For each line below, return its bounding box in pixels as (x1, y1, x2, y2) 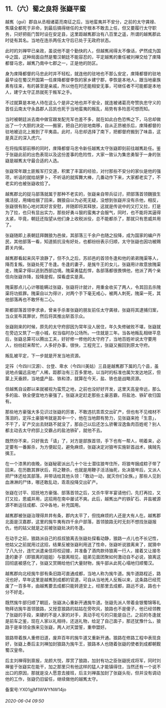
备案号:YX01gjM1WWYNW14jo (5, 686, 67, 692)
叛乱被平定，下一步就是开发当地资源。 (5, 353, 83, 358)
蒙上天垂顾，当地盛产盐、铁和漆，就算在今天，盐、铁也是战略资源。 (5, 375, 144, 381)
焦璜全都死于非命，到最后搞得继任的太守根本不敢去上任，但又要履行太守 (5, 25, 152, 31)
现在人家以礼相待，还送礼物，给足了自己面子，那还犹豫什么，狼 (31, 618, 161, 624)
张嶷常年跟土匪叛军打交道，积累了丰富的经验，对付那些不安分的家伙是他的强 (5, 168, 161, 174)
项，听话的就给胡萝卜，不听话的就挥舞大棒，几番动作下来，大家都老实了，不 (5, 174, 161, 180)
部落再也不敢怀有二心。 (9, 296, 57, 302)
